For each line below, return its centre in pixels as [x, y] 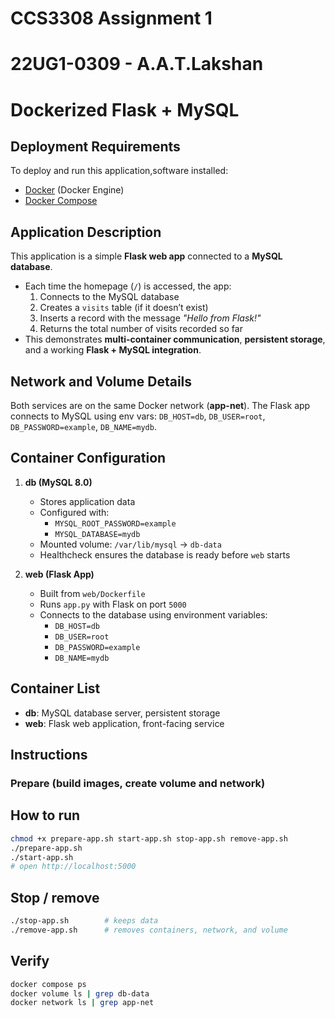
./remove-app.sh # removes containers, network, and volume [149, 930]
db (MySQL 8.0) [58, 482]
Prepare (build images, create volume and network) [138, 783]
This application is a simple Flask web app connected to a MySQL [146, 256]
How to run [45, 815]
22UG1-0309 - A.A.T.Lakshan [137, 64]
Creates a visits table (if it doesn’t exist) [124, 308]
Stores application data [87, 501]
